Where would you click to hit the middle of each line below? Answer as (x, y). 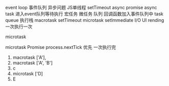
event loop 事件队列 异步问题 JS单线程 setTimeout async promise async (81, 7)
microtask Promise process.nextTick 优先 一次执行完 (61, 47)
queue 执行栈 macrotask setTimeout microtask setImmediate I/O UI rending (85, 20)
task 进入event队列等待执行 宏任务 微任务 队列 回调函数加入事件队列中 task (84, 14)
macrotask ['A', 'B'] (33, 63)
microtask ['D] (28, 74)
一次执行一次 (19, 26)
